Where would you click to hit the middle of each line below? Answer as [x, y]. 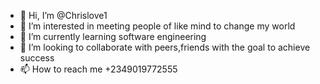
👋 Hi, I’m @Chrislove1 [63, 15]
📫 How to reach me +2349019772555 [98, 69]
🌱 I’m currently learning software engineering [113, 36]
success [37, 58]
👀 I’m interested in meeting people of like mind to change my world [157, 26]
